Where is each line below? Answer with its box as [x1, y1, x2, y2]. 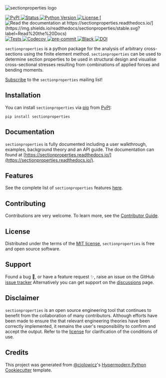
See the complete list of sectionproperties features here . [5, 185, 123, 191]
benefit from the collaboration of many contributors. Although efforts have [5, 312, 158, 318]
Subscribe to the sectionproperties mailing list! [5, 77, 103, 82]
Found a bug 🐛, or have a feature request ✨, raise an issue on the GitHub [5, 273, 155, 280]
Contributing [5, 199, 46, 208]
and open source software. [5, 246, 61, 252]
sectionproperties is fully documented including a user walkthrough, [5, 141, 147, 147]
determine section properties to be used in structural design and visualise [5, 56, 157, 62]
